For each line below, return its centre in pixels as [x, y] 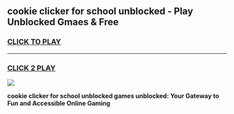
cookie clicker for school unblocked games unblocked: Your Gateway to [113, 95]
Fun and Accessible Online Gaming [59, 103]
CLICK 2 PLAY [31, 68]
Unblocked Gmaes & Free [63, 22]
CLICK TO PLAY [34, 42]
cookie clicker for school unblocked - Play [100, 11]
